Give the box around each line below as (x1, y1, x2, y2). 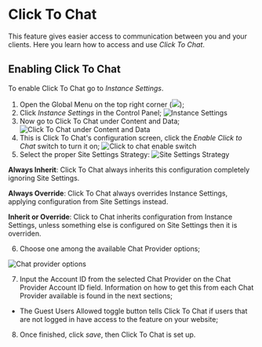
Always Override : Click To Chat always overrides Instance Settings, (8, 188, 228, 198)
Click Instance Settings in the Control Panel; (19, 108, 162, 117)
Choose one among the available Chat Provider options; (19, 243, 201, 253)
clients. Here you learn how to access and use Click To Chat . (8, 39, 206, 49)
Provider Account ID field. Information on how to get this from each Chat (19, 283, 254, 292)
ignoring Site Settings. (8, 173, 80, 182)
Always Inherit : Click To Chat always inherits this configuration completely (8, 165, 250, 174)
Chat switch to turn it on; (19, 141, 100, 151)
